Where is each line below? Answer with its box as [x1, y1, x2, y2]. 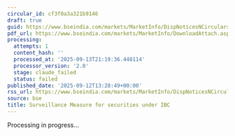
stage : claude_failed [13, 69, 77, 76]
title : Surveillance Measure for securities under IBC [7, 102, 171, 109]
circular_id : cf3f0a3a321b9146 [7, 10, 99, 18]
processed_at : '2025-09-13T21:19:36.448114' [13, 56, 145, 63]
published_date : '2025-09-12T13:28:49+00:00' [7, 82, 142, 89]
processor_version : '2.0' [13, 62, 90, 69]
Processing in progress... [7, 121, 79, 129]
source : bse [7, 95, 42, 102]
